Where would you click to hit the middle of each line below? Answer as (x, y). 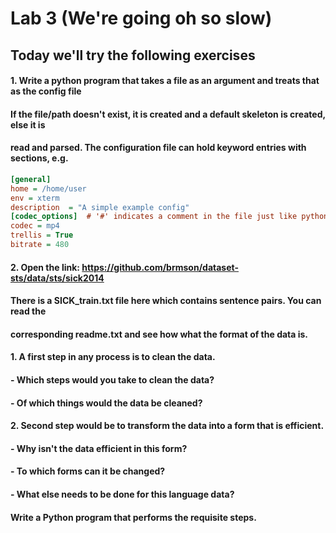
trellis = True (42, 235)
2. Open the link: (45, 267)
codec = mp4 (35, 226)
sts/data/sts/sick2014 (57, 278)
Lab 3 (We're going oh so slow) (141, 18)
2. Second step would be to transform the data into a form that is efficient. (167, 426)
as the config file (46, 91)
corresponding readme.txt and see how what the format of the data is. (159, 334)
